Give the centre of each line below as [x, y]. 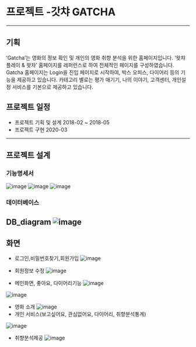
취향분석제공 [29, 338]
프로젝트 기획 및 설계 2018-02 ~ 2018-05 [62, 122]
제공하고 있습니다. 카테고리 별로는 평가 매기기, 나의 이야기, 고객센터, [94, 79]
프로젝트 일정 [28, 107]
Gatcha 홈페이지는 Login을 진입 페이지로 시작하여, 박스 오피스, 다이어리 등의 [93, 72]
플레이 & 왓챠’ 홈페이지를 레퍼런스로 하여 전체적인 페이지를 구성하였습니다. [90, 65]
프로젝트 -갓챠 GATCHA [61, 12]
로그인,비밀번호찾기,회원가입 [47, 258]
